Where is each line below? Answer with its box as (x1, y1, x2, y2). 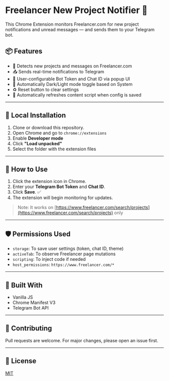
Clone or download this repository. (12, 124, 84, 130)
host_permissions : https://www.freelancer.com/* (12, 261, 115, 268)
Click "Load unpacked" (12, 140, 62, 146)
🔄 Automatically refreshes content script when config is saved (12, 91, 142, 98)
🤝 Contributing (5, 324, 52, 333)
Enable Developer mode (12, 135, 64, 141)
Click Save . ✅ (12, 189, 41, 195)
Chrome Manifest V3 (12, 300, 56, 306)
